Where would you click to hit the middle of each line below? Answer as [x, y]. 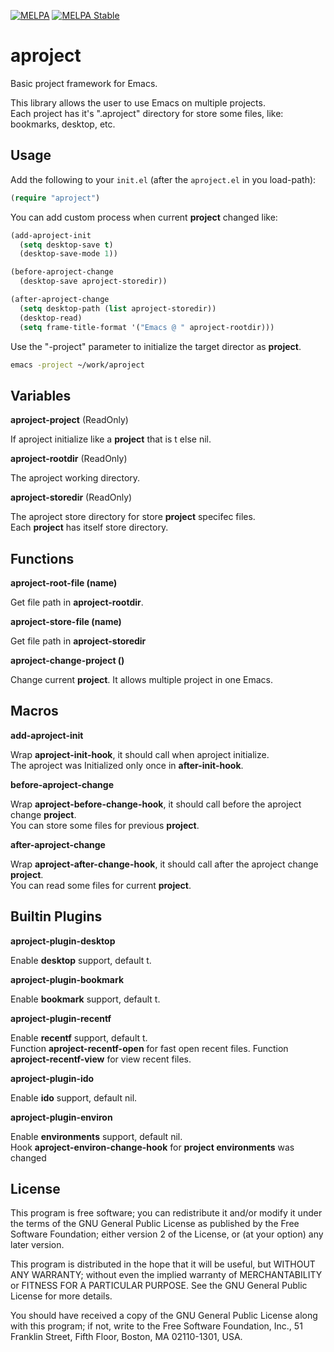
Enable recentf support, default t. [79, 1037]
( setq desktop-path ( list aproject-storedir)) [118, 308]
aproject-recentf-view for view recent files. [101, 1059]
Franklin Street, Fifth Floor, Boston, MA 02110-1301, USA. [126, 1337]
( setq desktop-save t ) [66, 245]
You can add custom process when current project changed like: [144, 217]
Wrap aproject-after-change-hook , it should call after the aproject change [164, 864]
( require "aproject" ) [55, 198]
